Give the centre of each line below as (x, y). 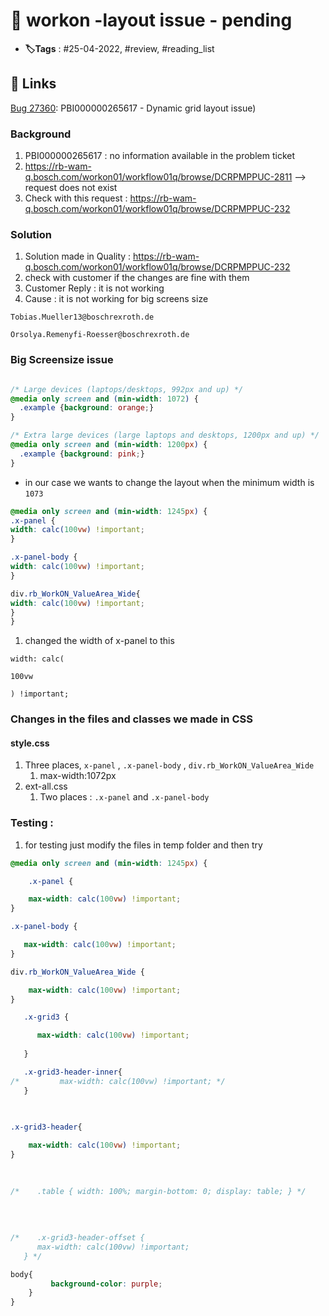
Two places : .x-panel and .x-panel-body (124, 797)
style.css (30, 743)
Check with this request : (76, 198)
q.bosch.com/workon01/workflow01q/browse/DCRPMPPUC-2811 (158, 177)
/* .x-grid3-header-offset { (77, 1238)
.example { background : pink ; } (82, 454)
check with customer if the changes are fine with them (137, 278)
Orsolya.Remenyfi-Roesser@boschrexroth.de (100, 335)
